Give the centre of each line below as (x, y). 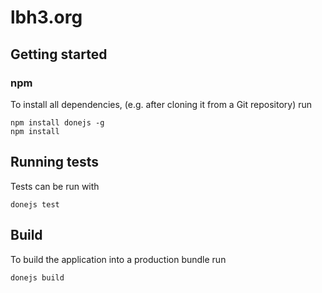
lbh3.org (46, 17)
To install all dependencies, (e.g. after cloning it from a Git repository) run (161, 104)
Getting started (59, 54)
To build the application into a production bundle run (118, 259)
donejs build (37, 277)
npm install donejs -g (57, 122)
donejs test (35, 204)
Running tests (55, 162)
